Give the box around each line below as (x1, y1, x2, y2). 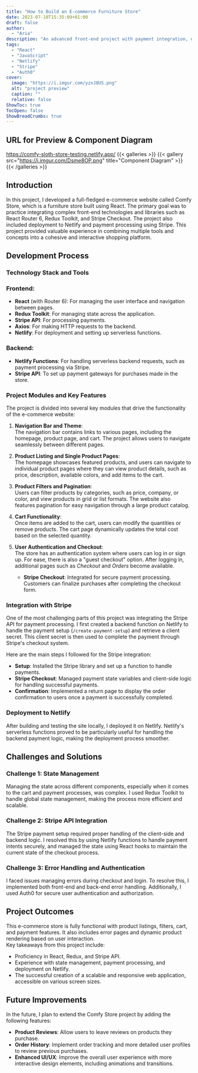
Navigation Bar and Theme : (14, 422, 84, 429)
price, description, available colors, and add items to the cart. (14, 471, 164, 479)
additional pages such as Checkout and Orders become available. (14, 562, 175, 569)
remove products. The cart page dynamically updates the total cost (14, 526, 179, 533)
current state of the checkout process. (6, 849, 100, 856)
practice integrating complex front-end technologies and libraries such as (6, 208, 185, 216)
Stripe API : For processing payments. (14, 317, 106, 324)
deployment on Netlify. (14, 965, 70, 972)
